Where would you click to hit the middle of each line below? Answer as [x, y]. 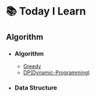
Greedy [32, 66]
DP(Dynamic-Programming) [56, 72]
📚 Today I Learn [46, 11]
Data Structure [35, 87]
